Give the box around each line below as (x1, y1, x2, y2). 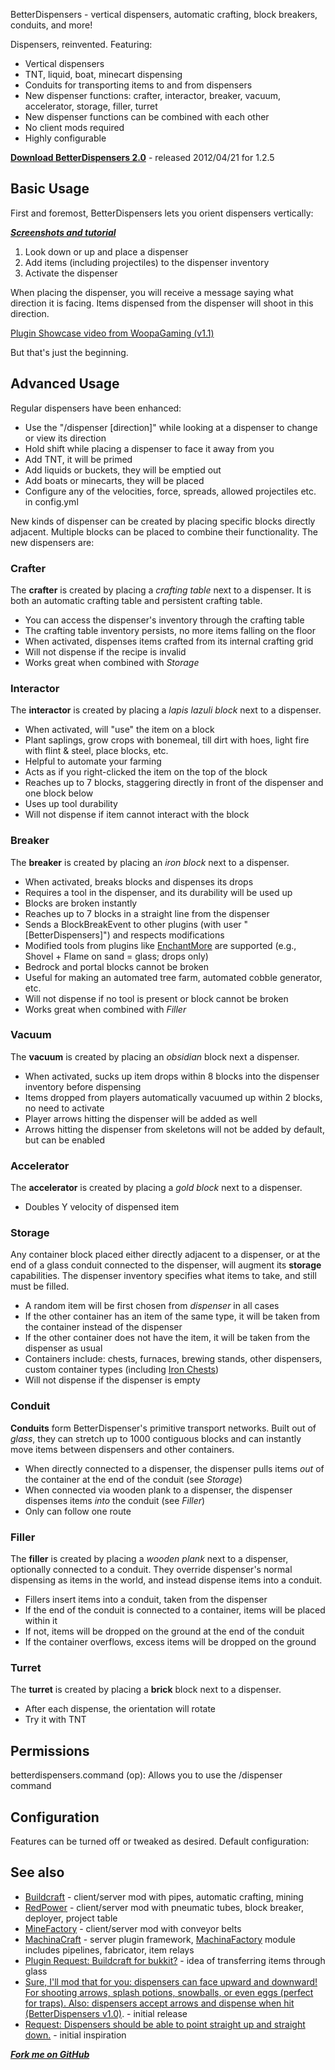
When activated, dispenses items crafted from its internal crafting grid (24, 635, 314, 647)
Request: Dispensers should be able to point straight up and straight (24, 2018, 306, 2030)
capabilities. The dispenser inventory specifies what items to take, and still (10, 1270, 317, 1282)
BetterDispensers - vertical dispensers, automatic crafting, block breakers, (10, 9, 318, 20)
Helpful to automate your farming (24, 755, 162, 768)
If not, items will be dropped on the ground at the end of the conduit (24, 1625, 305, 1637)
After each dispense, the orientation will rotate (24, 1703, 217, 1715)
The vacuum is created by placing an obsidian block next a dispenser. (10, 1050, 300, 1063)
